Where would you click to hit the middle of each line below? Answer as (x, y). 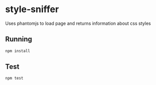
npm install (18, 51)
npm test (14, 78)
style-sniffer (32, 9)
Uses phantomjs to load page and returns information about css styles (78, 23)
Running (19, 39)
